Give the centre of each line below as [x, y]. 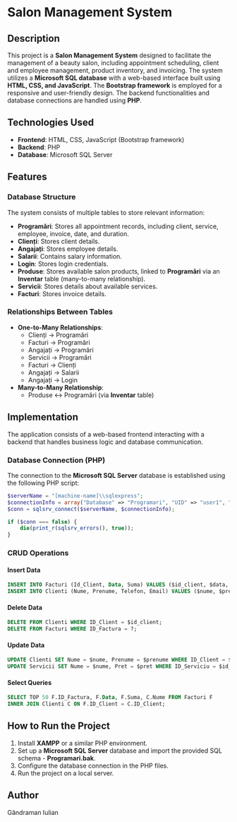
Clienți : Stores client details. [59, 241]
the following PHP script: [43, 483]
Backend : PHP [39, 147]
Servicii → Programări [60, 357]
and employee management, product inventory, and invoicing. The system [115, 70]
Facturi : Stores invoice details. [62, 293]
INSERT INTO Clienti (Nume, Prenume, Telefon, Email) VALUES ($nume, [112, 592]
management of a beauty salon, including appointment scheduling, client [113, 63]
